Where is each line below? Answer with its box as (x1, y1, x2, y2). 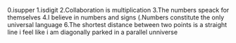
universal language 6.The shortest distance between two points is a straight (7, 21, 228, 28)
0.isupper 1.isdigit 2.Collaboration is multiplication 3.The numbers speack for (7, 6, 230, 14)
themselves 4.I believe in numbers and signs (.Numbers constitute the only (7, 13, 225, 21)
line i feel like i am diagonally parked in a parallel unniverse (7, 28, 178, 36)
